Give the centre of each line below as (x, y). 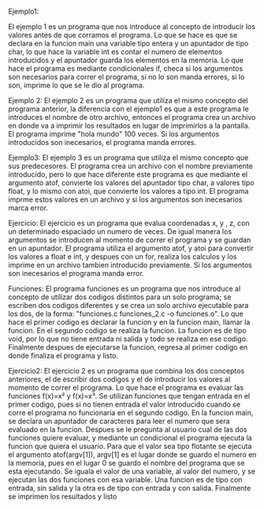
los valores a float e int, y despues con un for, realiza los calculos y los (123, 256)
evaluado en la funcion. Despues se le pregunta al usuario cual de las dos (128, 429)
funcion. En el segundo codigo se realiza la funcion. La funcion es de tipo (127, 331)
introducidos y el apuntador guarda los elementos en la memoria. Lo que (126, 60)
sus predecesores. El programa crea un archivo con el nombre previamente (131, 166)
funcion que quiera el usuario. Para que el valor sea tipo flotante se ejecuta (130, 446)
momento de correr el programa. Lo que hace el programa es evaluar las (126, 388)
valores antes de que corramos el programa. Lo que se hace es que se (123, 35)
